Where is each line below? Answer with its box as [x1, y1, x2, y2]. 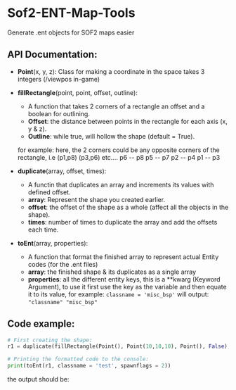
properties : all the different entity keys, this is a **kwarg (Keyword [27, 275, 221, 283]
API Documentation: [7, 49, 98, 61]
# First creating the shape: [7, 336, 93, 344]
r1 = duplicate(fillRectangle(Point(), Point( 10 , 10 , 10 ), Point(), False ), [7, 343, 231, 350]
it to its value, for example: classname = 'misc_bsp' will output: [27, 290, 209, 298]
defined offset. [27, 188, 71, 196]
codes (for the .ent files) [27, 260, 98, 268]
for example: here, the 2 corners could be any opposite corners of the [17, 146, 220, 154]
